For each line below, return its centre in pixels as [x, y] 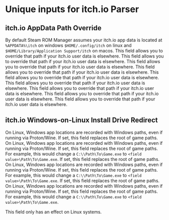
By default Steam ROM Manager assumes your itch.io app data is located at [84, 40]
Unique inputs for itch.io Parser [72, 9]
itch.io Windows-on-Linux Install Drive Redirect [81, 120]
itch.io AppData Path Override [53, 28]
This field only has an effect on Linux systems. [53, 212]
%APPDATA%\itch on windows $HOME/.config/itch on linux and [69, 45]
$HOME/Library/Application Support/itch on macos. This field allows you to [84, 51]
